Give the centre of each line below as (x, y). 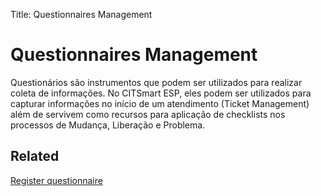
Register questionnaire (56, 180)
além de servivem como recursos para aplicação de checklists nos (148, 114)
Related (35, 156)
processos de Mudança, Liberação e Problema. (108, 125)
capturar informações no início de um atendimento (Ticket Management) (160, 103)
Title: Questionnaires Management (81, 14)
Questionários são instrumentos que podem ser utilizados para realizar (156, 82)
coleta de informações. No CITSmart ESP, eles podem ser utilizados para (161, 93)
